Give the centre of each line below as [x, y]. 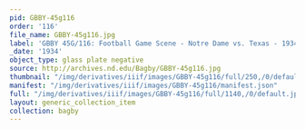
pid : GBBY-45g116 [42, 18]
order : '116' [34, 26]
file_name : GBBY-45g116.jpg [63, 35]
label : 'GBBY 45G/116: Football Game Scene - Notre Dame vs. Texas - [144, 43]
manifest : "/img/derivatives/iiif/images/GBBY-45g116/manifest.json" [144, 85]
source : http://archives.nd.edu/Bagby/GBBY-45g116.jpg [115, 69]
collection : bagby [44, 111]
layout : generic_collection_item [73, 102]
